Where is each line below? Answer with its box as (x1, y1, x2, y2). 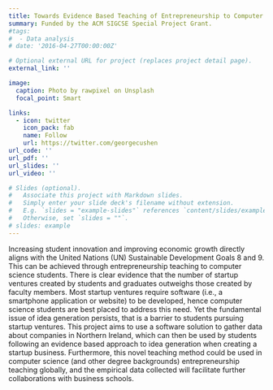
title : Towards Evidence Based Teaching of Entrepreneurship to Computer (8, 11, 264, 20)
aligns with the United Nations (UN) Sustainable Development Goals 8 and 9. (8, 253, 265, 262)
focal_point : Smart (15, 94, 82, 102)
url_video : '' (8, 169, 57, 177)
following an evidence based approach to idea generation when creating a (8, 339, 258, 349)
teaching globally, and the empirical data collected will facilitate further (8, 365, 246, 375)
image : (8, 79, 31, 87)
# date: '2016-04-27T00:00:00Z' (8, 42, 118, 50)
